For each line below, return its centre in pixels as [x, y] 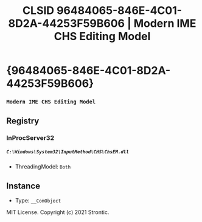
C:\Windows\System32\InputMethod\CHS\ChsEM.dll [68, 152]
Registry [23, 121]
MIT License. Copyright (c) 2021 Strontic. [58, 212]
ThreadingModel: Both [43, 167]
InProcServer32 [30, 138]
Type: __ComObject [38, 201]
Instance [23, 186]
